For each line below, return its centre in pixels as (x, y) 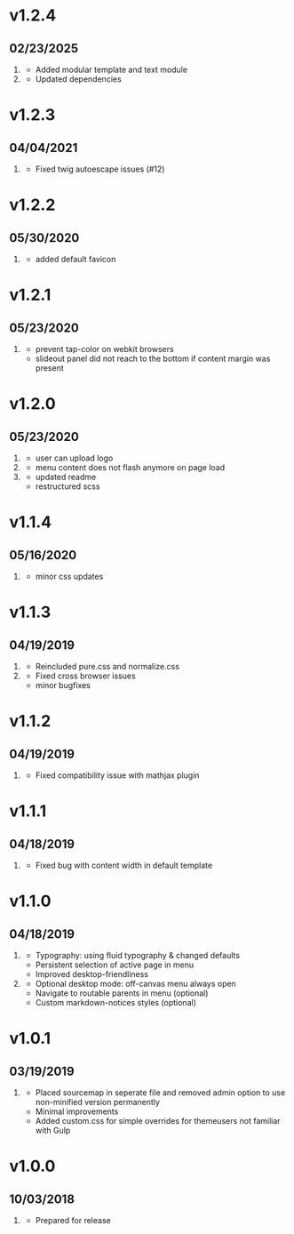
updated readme (66, 477)
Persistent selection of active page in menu (115, 965)
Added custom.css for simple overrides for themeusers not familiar (158, 1121)
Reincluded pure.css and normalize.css (107, 666)
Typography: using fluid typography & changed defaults (138, 955)
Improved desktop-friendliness (92, 974)
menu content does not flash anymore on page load (130, 467)
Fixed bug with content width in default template (124, 865)
